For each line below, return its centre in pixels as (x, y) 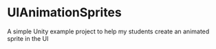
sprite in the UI (28, 38)
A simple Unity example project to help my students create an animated (108, 31)
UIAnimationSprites (64, 13)
